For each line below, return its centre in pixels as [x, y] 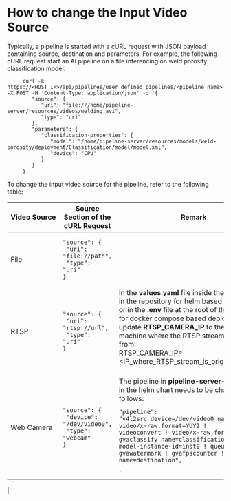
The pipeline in [143, 381]
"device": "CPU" [74, 153]
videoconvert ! [143, 432]
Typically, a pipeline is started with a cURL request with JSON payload [107, 46]
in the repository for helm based [170, 301]
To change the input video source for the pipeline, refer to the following [108, 184]
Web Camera [32, 427]
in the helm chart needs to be [166, 389]
